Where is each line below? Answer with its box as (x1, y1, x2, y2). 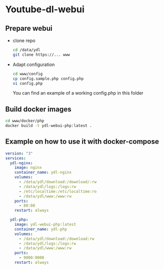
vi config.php (12, 81, 43, 86)
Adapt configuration (12, 61, 55, 67)
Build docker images (5, 105, 72, 114)
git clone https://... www (12, 52, 70, 57)
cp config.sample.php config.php (12, 76, 84, 81)
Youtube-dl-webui (5, 4, 85, 15)
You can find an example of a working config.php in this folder (12, 90, 144, 96)
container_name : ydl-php (14, 227, 67, 232)
